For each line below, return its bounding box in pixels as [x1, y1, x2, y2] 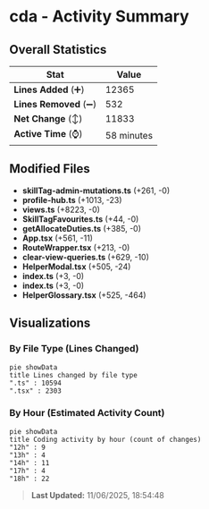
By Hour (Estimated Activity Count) [9, 407, 165, 420]
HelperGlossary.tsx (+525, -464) [21, 289, 146, 301]
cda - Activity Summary [9, 6, 189, 27]
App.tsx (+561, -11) [21, 233, 94, 243]
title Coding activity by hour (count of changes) [9, 435, 202, 444]
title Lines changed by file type [9, 370, 138, 379]
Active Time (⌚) [13, 128, 83, 140]
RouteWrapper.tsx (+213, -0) [21, 242, 130, 252]
